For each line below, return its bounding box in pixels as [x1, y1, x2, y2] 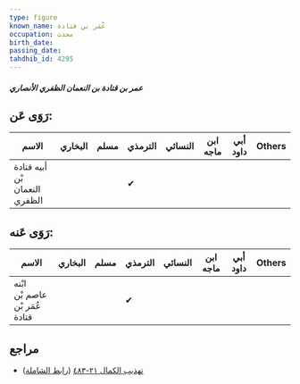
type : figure [9, 13, 58, 22]
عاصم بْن [13, 288, 47, 301]
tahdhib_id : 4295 [9, 54, 74, 63]
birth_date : [9, 38, 54, 47]
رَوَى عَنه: [9, 224, 54, 239]
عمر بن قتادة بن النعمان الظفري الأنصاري [9, 82, 143, 93]
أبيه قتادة [13, 161, 47, 173]
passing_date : [9, 46, 62, 55]
